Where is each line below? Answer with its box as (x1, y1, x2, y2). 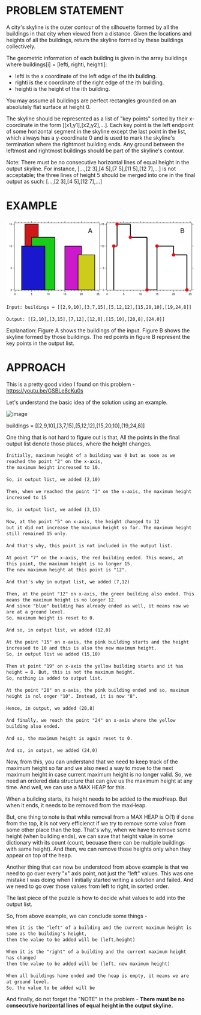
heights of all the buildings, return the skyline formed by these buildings (6, 36, 184, 43)
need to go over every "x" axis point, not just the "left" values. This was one (6, 870, 194, 877)
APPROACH (6, 361, 66, 374)
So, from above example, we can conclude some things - (6, 913, 148, 919)
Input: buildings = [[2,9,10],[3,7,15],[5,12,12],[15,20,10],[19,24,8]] (6, 305, 192, 311)
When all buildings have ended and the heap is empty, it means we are (6, 973, 189, 979)
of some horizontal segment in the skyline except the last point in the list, (6, 128, 187, 135)
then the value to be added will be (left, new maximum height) (6, 961, 170, 967)
